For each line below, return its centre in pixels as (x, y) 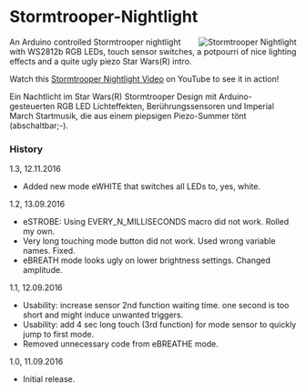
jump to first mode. (58, 335)
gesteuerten (32, 106)
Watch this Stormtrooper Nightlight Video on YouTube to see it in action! (144, 78)
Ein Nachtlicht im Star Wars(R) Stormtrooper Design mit (113, 96)
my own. (39, 231)
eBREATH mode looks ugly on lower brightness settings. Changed (146, 260)
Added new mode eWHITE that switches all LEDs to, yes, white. (142, 186)
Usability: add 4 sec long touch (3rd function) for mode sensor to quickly (159, 325)
